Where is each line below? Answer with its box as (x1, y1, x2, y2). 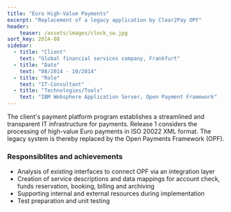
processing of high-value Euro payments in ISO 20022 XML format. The (7, 127, 212, 135)
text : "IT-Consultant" (19, 81, 85, 88)
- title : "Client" (13, 49, 67, 56)
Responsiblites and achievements (7, 151, 123, 161)
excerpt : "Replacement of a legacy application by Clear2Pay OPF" (7, 17, 202, 23)
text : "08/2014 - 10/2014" (19, 68, 97, 75)
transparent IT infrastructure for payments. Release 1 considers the (7, 120, 198, 128)
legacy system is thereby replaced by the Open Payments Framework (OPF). (7, 135, 225, 142)
